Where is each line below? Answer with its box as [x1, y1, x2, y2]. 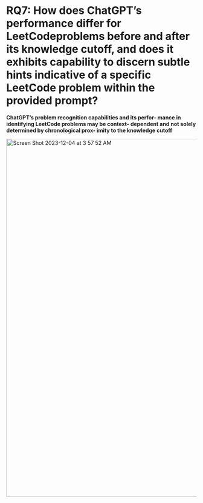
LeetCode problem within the [6, 81, 155, 95]
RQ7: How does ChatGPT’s [6, 4, 142, 18]
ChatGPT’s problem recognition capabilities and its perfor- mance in [6, 113, 181, 121]
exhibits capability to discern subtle [6, 55, 190, 69]
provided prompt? [6, 94, 98, 108]
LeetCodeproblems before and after [6, 30, 190, 43]
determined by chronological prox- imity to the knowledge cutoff [6, 127, 173, 134]
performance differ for [6, 16, 122, 30]
